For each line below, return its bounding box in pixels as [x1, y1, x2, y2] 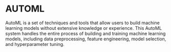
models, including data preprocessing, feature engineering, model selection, [5, 36, 166, 42]
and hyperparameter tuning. [5, 41, 65, 47]
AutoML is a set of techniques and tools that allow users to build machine [5, 20, 160, 26]
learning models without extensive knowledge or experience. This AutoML [5, 25, 162, 31]
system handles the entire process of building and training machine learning [5, 30, 166, 36]
